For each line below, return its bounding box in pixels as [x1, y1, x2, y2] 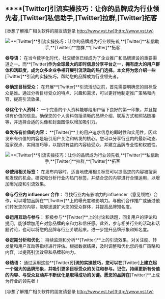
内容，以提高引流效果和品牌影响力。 [5, 249, 79, 255]
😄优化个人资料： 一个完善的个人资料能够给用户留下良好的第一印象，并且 [5, 106, 153, 112]
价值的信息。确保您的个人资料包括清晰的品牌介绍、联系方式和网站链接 [13, 113, 156, 119]
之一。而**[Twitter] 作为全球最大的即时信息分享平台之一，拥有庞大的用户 [9, 61, 156, 67]
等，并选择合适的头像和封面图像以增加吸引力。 [5, 119, 100, 124]
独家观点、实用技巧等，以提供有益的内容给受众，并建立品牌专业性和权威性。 [5, 142, 160, 148]
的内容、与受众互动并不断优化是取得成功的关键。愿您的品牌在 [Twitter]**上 [5, 272, 156, 278]
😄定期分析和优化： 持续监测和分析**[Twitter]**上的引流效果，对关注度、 [5, 237, 153, 242]
